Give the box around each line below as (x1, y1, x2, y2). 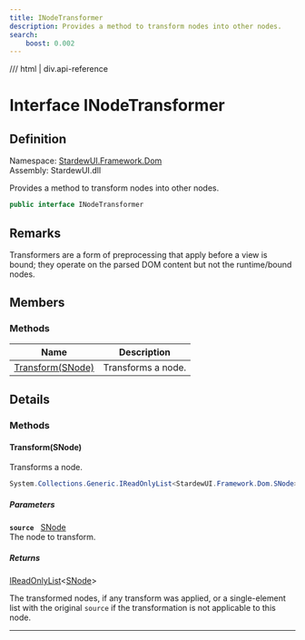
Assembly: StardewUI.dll (9, 165, 102, 176)
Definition (9, 131, 66, 146)
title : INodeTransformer (9, 13, 103, 23)
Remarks (9, 225, 62, 241)
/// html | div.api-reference (9, 64, 109, 74)
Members (9, 295, 65, 310)
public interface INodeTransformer (9, 201, 144, 210)
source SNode (9, 521, 66, 532)
